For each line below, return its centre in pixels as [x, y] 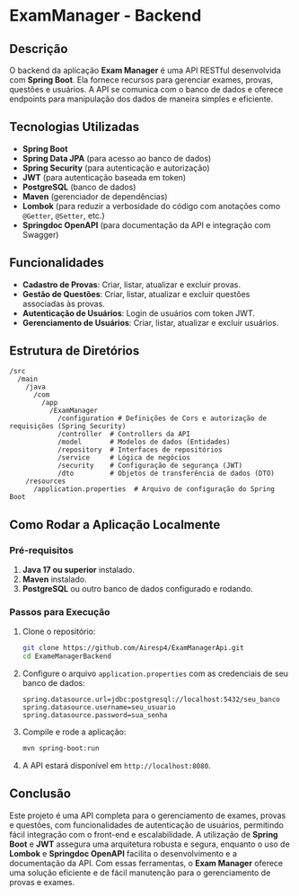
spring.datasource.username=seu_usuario [99, 707]
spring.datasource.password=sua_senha [95, 716]
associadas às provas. [63, 303]
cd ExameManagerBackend [67, 656]
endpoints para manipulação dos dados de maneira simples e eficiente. [141, 99]
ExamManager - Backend [106, 16]
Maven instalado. [54, 579]
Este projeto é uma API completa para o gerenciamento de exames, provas [148, 815]
